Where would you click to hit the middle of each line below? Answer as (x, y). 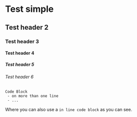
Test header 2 (27, 27)
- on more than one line (33, 96)
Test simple (29, 9)
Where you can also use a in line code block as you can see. (69, 109)
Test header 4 (20, 53)
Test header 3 (22, 41)
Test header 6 (19, 77)
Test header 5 (20, 64)
